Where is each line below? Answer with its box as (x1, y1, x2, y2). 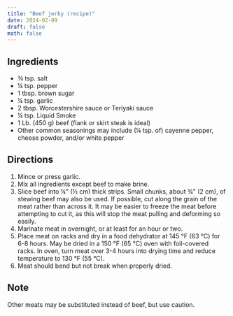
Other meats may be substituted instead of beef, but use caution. (7, 300, 195, 308)
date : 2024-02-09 (7, 17, 58, 24)
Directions (7, 154, 54, 166)
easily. (17, 217, 36, 225)
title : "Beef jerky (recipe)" (7, 10, 96, 17)
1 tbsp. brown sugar (17, 89, 75, 98)
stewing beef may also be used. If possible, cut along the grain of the (17, 194, 218, 203)
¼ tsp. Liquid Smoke (17, 111, 76, 120)
